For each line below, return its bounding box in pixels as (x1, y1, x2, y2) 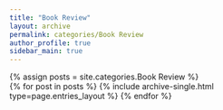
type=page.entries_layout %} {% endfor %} (9, 91, 172, 102)
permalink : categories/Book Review (9, 30, 144, 39)
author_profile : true (9, 38, 92, 48)
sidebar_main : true (9, 47, 83, 56)
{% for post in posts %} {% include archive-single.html (9, 81, 215, 92)
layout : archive (9, 22, 71, 31)
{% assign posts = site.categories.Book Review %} (9, 71, 199, 82)
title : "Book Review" (9, 13, 92, 23)
